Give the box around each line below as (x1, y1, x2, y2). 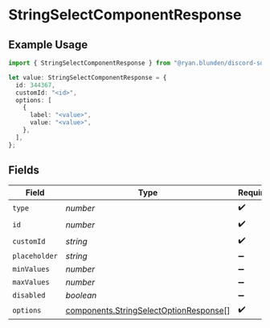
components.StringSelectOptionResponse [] (65, 305, 231, 316)
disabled (12, 291, 46, 300)
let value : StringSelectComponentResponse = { (8, 73, 167, 81)
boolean (65, 290, 97, 301)
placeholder (12, 251, 59, 261)
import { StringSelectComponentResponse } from (8, 59, 171, 67)
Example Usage (8, 38, 88, 52)
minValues (12, 264, 50, 274)
